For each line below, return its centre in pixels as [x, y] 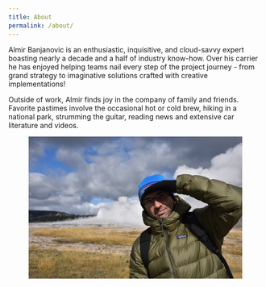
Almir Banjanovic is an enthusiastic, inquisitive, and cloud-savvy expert [126, 49]
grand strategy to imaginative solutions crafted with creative [108, 75]
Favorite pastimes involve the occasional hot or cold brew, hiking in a [123, 108]
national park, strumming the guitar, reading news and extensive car [121, 116]
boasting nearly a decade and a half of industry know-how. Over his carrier [133, 58]
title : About [30, 17]
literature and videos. [44, 125]
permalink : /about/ [41, 25]
